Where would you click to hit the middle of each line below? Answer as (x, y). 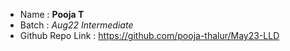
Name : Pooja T (52, 14)
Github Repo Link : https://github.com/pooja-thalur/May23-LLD (149, 35)
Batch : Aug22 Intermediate (76, 25)
